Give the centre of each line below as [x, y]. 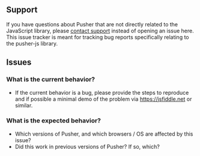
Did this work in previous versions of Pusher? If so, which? [87, 146]
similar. [24, 105]
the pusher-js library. [32, 43]
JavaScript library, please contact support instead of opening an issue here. [100, 31]
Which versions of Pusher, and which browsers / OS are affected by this [104, 134]
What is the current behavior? [51, 79]
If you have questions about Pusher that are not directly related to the [92, 24]
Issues [19, 62]
